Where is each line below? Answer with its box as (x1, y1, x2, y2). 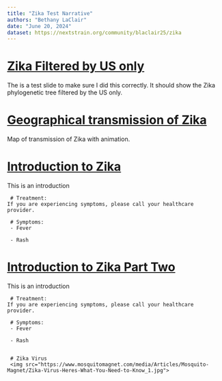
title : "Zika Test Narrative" (7, 10, 94, 17)
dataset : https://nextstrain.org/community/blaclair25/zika (7, 29, 182, 36)
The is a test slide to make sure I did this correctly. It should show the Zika (7, 81, 216, 90)
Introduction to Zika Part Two (7, 259, 176, 275)
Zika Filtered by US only (7, 59, 145, 74)
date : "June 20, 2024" (7, 23, 72, 29)
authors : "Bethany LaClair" (7, 16, 87, 23)
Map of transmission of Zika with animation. (7, 135, 130, 144)
